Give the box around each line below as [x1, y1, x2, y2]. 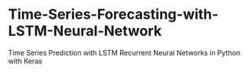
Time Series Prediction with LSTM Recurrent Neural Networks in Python [8, 48, 241, 57]
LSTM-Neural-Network [8, 22, 162, 40]
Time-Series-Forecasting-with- [8, 5, 219, 23]
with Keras [8, 56, 43, 66]
